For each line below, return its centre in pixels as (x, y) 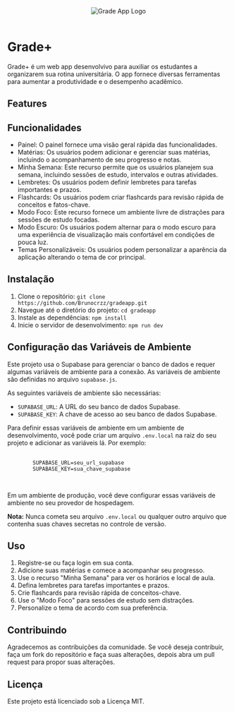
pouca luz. (33, 242)
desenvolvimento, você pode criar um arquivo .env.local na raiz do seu (112, 435)
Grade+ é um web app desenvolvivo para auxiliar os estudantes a (103, 66)
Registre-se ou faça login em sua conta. (75, 563)
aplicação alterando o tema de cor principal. (82, 257)
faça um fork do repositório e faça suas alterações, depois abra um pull (111, 655)
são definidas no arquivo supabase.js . (62, 379)
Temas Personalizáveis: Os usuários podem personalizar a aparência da (122, 249)
